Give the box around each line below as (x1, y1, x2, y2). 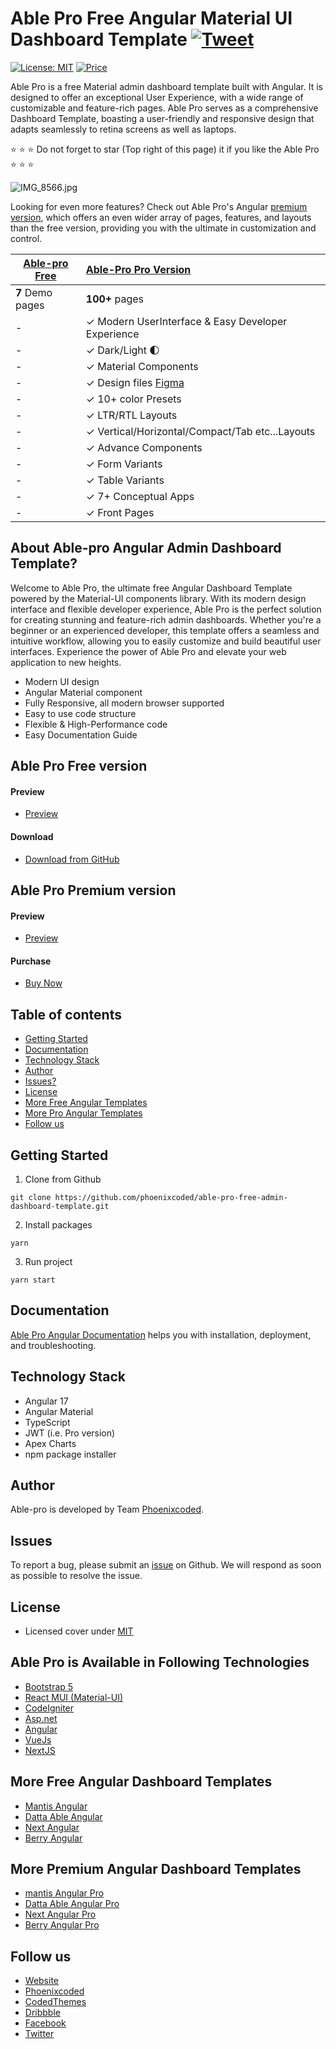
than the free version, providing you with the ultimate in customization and (10, 222, 317, 234)
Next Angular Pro (24, 1908, 97, 1921)
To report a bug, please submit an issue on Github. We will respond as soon (10, 1559, 322, 1571)
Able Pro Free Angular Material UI (10, 7, 293, 30)
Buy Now (24, 977, 63, 989)
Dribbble (24, 2007, 61, 2019)
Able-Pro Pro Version (85, 262, 192, 276)
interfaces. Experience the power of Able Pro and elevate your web (10, 645, 287, 657)
